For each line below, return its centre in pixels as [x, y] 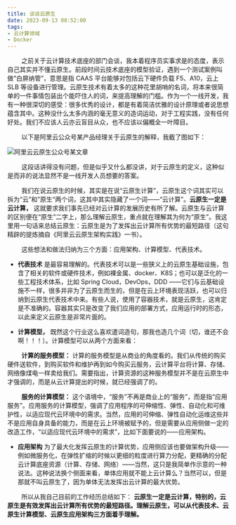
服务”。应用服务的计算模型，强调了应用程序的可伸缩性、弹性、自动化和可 [113, 406]
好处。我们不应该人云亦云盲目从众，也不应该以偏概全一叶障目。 [99, 122]
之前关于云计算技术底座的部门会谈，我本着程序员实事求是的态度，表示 [123, 61]
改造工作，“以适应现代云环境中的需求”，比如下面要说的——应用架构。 [109, 432]
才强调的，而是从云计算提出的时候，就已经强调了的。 [84, 382]
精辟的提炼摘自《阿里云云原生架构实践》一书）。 [77, 234]
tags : [15, 27]
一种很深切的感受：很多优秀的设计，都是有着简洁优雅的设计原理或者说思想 [121, 105]
